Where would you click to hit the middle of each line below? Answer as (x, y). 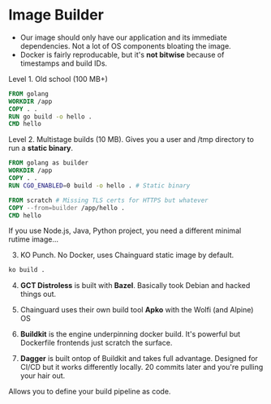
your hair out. (43, 376)
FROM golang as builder (49, 163)
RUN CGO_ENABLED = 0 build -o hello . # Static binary (99, 185)
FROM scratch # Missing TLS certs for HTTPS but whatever (108, 200)
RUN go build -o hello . (50, 116)
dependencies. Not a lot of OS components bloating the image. (125, 45)
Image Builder (56, 15)
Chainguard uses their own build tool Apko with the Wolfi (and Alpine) (137, 310)
